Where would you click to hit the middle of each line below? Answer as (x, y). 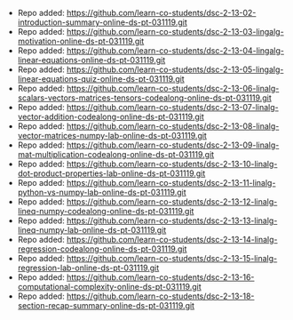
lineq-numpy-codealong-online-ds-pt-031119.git (106, 211)
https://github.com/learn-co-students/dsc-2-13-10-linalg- (172, 164)
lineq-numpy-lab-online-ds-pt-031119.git (92, 230)
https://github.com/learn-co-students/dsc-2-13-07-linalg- (172, 107)
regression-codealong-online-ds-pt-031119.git (102, 249)
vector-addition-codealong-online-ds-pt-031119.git (111, 116)
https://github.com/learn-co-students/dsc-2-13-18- (160, 296)
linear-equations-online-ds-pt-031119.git (91, 60)
